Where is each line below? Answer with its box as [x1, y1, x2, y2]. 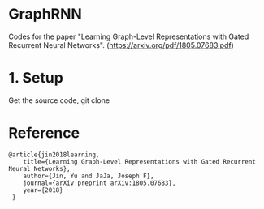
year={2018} [23, 186, 63, 194]
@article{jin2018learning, [8, 151, 100, 159]
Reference [8, 124, 80, 143]
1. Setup [8, 69, 63, 87]
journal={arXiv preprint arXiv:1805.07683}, [23, 179, 176, 187]
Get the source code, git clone [8, 95, 110, 105]
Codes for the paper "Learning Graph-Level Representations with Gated [8, 32, 249, 41]
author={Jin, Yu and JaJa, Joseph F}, [23, 172, 154, 180]
